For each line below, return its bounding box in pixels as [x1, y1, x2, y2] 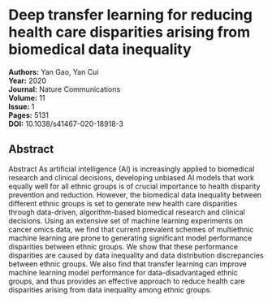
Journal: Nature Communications [8, 84, 121, 94]
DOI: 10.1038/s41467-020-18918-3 [8, 119, 124, 128]
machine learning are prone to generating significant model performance [8, 233, 253, 243]
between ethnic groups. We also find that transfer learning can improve [8, 258, 248, 269]
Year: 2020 [8, 76, 47, 85]
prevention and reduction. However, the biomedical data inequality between [8, 189, 262, 200]
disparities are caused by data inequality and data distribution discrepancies [8, 250, 264, 260]
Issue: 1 [8, 102, 35, 111]
